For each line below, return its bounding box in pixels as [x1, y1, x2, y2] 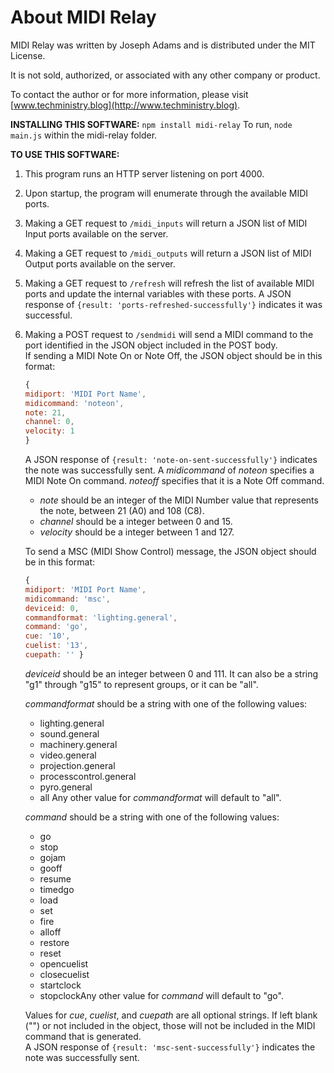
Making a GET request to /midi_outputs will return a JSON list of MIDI [24, 247, 312, 259]
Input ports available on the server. [24, 227, 169, 240]
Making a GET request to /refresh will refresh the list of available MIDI [24, 277, 315, 289]
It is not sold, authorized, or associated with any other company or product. [10, 69, 321, 81]
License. [10, 49, 46, 61]
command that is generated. [24, 1030, 142, 1042]
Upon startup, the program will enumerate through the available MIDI [24, 187, 309, 199]
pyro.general [39, 781, 93, 793]
